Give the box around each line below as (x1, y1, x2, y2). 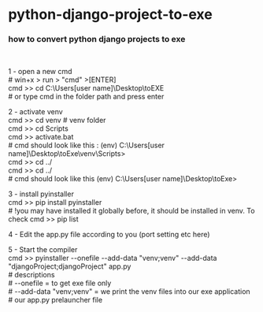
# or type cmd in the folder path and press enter (8, 92, 165, 102)
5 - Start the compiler (8, 245, 78, 254)
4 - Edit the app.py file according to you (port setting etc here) (8, 230, 210, 240)
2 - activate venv (8, 107, 63, 117)
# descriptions (8, 270, 55, 280)
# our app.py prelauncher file (8, 295, 103, 305)
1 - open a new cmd (8, 67, 72, 76)
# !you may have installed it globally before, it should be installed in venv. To (8, 206, 255, 216)
